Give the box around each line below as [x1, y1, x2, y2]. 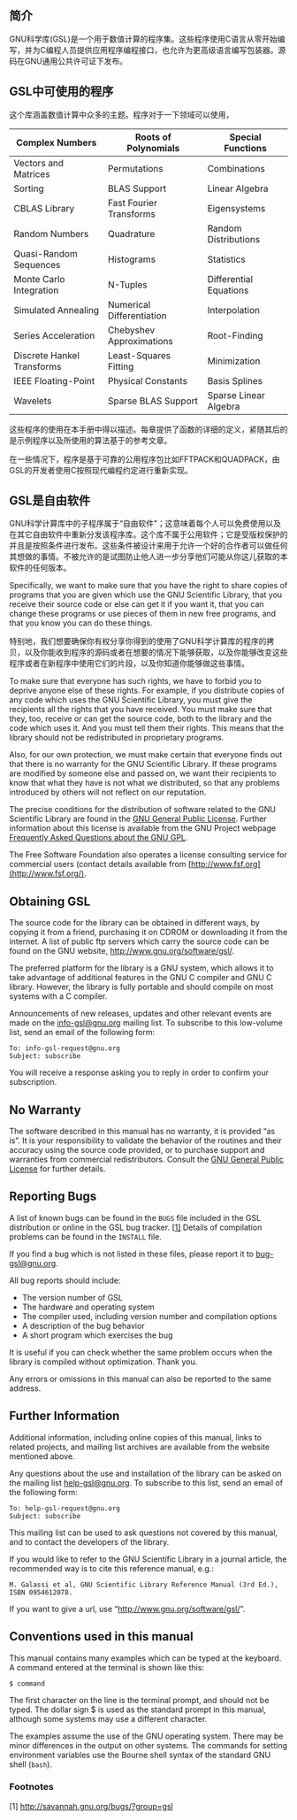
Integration [13, 284, 59, 296]
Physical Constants [107, 374, 188, 387]
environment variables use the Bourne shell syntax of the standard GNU [9, 1749, 271, 1760]
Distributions [207, 233, 261, 245]
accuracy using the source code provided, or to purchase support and [9, 1145, 265, 1156]
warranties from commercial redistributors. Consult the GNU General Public [9, 1154, 285, 1165]
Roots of [134, 131, 172, 143]
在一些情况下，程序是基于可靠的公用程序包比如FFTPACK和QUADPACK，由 [9, 454, 280, 465]
